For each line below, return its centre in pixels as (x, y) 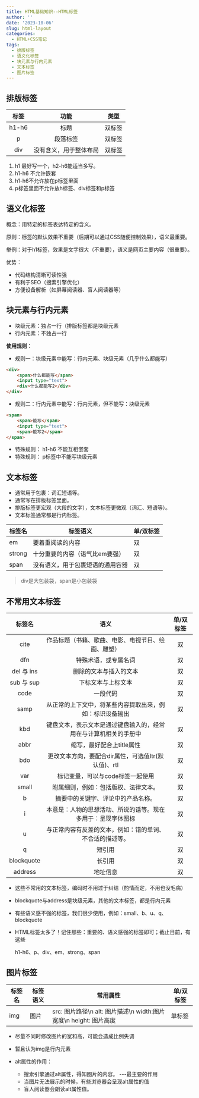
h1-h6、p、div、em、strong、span (57, 952)
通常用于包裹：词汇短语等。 (49, 493)
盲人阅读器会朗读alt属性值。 (58, 1088)
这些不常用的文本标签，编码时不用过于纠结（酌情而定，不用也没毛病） (100, 888)
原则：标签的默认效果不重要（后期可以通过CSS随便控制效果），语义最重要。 (98, 237)
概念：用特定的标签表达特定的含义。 (50, 224)
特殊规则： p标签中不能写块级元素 (56, 457)
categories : (21, 34)
